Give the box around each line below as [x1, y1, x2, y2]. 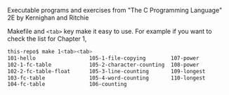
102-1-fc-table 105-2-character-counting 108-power [7, 61, 199, 68]
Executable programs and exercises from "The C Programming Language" [7, 6, 223, 14]
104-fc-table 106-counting [7, 81, 128, 88]
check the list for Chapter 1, [7, 34, 87, 43]
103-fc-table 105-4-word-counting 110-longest [7, 74, 206, 82]
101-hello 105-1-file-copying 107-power [7, 54, 199, 62]
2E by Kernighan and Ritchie [7, 13, 89, 22]
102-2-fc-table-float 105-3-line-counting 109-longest [7, 68, 206, 75]
